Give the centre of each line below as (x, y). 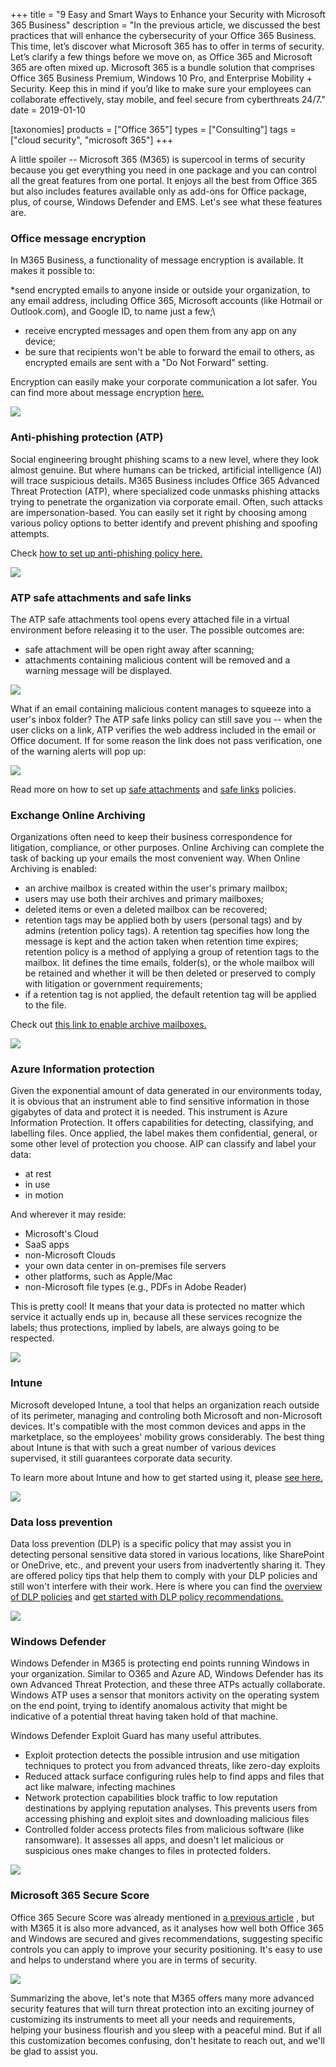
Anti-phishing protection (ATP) (87, 437)
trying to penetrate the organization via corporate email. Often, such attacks (166, 501)
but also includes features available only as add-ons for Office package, (158, 191)
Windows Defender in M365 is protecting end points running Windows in (160, 1663)
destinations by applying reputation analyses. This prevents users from (171, 1808)
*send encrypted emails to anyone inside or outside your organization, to (160, 290)
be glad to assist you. (54, 2051)
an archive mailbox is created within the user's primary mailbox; (156, 888)
